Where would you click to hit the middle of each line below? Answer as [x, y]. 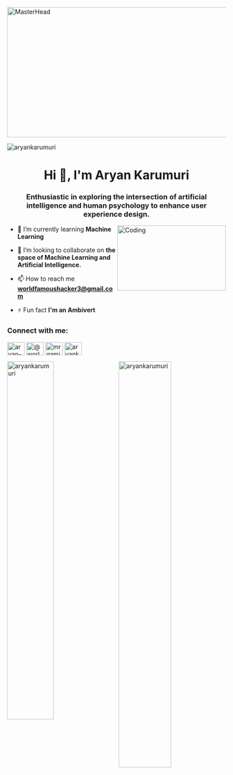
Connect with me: [38, 331]
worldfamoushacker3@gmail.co [65, 289]
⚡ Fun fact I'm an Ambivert [56, 310]
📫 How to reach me [46, 279]
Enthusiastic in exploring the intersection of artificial [116, 197]
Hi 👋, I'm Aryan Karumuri [116, 175]
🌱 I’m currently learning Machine [64, 229]
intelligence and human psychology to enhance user [116, 206]
